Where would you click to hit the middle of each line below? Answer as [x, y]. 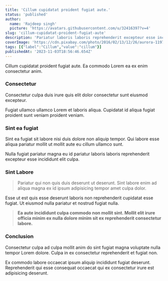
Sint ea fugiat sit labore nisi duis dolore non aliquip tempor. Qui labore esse [82, 139]
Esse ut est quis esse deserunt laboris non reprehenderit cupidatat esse [79, 198]
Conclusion [19, 237]
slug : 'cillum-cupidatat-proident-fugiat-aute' [56, 33]
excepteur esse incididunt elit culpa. [42, 159]
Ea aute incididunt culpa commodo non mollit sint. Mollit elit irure [86, 213]
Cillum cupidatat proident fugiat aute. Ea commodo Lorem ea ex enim [76, 66]
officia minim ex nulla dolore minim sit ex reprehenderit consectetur [89, 218]
